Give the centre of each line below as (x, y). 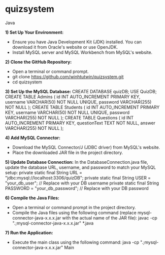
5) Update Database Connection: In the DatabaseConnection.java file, (77, 162)
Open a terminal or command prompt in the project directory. (74, 207)
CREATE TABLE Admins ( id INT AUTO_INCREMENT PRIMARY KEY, (73, 97)
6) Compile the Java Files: (32, 198)
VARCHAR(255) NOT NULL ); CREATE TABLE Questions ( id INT (69, 117)
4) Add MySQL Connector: (33, 138)
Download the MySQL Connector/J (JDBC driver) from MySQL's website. (86, 147)
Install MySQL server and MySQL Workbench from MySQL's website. (82, 52)
